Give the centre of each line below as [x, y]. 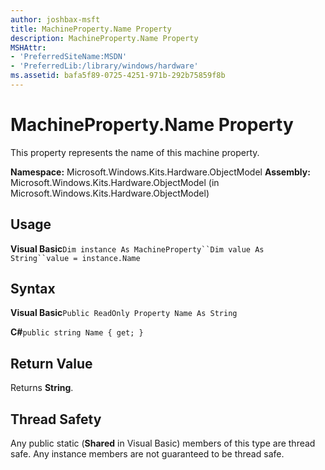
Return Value [51, 363]
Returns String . [42, 388]
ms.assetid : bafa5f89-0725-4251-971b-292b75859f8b [118, 76]
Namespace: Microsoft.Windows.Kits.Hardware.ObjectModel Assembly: [160, 172]
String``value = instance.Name [75, 258]
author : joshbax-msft [55, 19]
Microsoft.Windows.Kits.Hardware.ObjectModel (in [115, 182]
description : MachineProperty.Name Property [104, 38]
